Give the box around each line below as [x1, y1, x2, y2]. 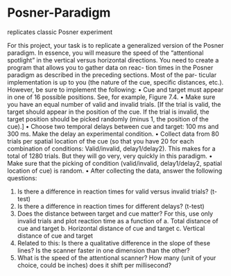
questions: [7, 173, 37, 182]
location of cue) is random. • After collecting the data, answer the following [7, 166, 223, 175]
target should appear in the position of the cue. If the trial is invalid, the [7, 107, 209, 116]
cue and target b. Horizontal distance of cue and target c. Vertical [17, 224, 205, 232]
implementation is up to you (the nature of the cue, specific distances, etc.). [7, 78, 224, 86]
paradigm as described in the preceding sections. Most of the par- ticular [7, 71, 217, 79]
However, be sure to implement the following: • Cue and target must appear [7, 85, 224, 94]
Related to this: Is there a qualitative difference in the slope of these [17, 239, 210, 247]
